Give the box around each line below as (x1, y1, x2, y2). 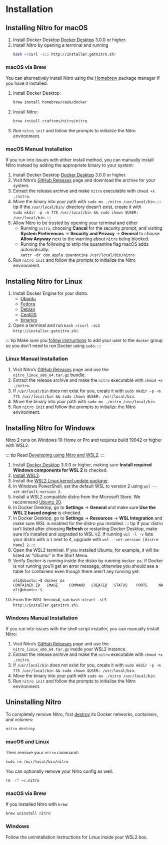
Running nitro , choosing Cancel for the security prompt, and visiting (20, 225, 163, 231)
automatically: (20, 247, 49, 253)
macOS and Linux (5, 738, 49, 745)
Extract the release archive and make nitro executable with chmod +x (12, 188, 155, 194)
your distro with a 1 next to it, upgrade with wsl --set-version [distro (12, 537, 159, 543)
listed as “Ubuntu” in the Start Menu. (12, 553, 89, 559)
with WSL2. (5, 442, 29, 448)
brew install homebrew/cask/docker (12, 100, 87, 105)
